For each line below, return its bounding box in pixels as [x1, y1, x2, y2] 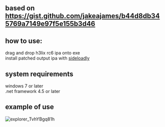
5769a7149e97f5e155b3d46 [5, 19, 95, 28]
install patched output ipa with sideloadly [5, 55, 90, 61]
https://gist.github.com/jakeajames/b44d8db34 [5, 12, 160, 20]
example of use [5, 102, 54, 111]
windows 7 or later [5, 83, 43, 89]
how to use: [5, 36, 42, 45]
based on [5, 4, 35, 12]
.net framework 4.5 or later [5, 88, 60, 94]
